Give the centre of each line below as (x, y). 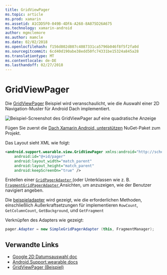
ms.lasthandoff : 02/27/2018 (34, 65)
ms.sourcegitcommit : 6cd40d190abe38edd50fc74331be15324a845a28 (72, 51)
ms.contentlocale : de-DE (31, 61)
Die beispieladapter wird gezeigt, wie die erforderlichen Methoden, (74, 200)
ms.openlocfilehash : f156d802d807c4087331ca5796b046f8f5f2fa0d (72, 47)
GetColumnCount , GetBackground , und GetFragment (55, 210)
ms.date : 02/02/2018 (27, 42)
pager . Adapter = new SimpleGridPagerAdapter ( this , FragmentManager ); (80, 229)
